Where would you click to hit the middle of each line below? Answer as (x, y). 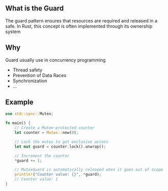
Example (19, 102)
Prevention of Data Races (39, 75)
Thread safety (27, 70)
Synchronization (30, 81)
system (13, 31)
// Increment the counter (42, 156)
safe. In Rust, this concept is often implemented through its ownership (79, 26)
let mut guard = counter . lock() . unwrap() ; (60, 147)
